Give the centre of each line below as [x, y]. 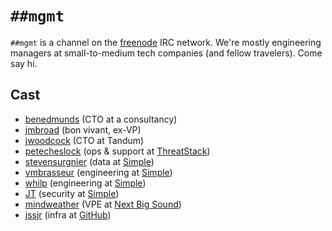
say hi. [24, 63]
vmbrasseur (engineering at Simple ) [98, 172]
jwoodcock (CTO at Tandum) [84, 140]
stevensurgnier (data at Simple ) [89, 161]
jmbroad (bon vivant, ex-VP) [83, 129]
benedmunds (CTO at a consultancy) [101, 119]
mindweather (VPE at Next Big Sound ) [103, 204]
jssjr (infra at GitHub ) [68, 214]
